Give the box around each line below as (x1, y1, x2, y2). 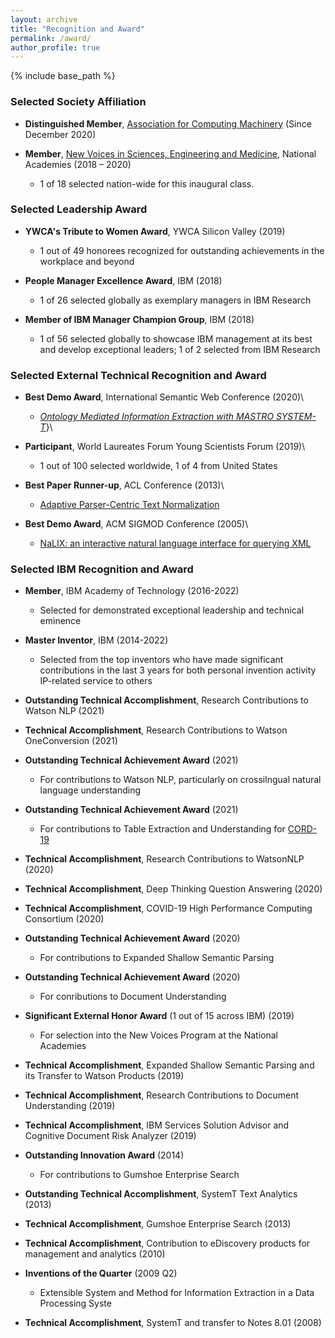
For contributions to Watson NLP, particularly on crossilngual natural (39, 774, 322, 786)
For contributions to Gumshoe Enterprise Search (39, 1169, 240, 1181)
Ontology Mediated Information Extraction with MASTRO (39, 411, 274, 423)
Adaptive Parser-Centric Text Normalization (39, 499, 220, 511)
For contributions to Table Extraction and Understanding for (39, 823, 286, 835)
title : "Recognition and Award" (10, 24, 145, 34)
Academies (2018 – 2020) (24, 158, 132, 170)
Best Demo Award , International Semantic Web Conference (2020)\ (24, 391, 305, 403)
